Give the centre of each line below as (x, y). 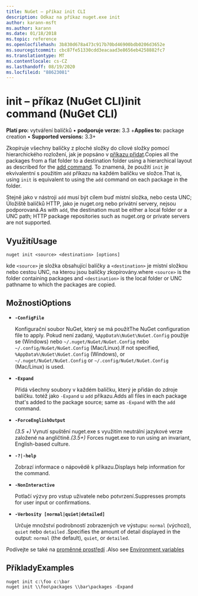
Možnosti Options (39, 303)
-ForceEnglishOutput (40, 420)
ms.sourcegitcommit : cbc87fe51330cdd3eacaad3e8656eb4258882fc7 (86, 50)
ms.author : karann (29, 28)
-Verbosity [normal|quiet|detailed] (60, 514)
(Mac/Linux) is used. (40, 366)
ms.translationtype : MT (35, 56)
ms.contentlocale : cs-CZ (37, 61)
